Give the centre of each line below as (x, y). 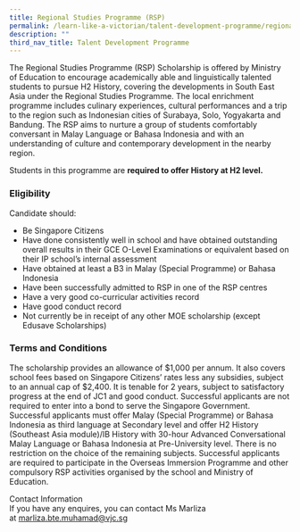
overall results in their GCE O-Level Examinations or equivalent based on (156, 249)
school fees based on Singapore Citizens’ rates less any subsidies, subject (146, 377)
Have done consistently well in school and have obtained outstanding (150, 240)
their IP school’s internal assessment (89, 259)
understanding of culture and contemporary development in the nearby (140, 144)
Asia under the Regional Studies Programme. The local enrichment (132, 96)
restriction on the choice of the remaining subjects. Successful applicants (145, 453)
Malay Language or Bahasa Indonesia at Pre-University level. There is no (143, 444)
